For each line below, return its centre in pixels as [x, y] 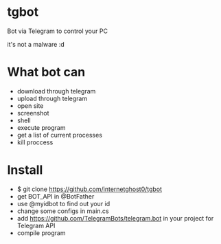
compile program [41, 233]
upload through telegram [52, 98]
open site [30, 106]
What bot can [46, 72]
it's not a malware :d [36, 44]
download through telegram [56, 91]
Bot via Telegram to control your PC [58, 31]
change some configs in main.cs [63, 211]
